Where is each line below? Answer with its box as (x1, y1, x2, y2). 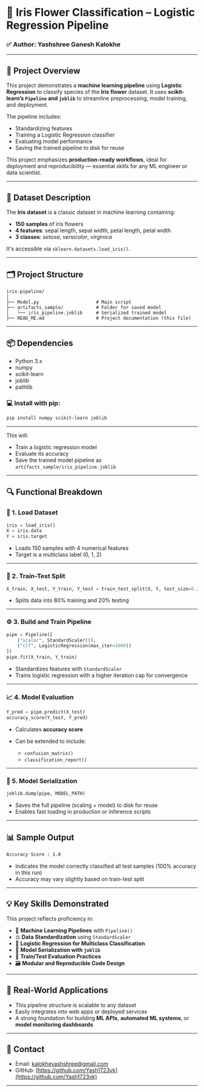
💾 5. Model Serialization (6, 777, 78, 785)
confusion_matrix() (24, 751, 74, 757)
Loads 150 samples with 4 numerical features (15, 545, 129, 552)
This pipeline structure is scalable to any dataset (15, 1001, 137, 1009)
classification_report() (24, 757, 87, 764)
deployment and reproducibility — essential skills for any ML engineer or (6, 163, 188, 170)
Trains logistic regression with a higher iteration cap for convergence (15, 672, 188, 679)
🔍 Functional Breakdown (6, 487, 103, 497)
